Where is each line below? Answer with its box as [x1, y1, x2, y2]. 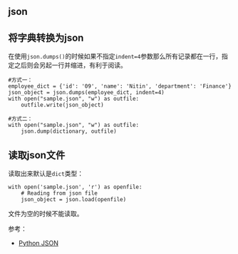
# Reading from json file [21, 190, 98, 197]
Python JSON [18, 239, 59, 248]
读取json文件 [8, 149, 66, 161]
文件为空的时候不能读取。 [8, 210, 83, 218]
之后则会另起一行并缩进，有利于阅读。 [14, 61, 127, 70]
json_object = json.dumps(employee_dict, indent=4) [8, 89, 165, 96]
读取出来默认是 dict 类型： [8, 169, 84, 178]
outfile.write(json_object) [21, 101, 104, 109]
